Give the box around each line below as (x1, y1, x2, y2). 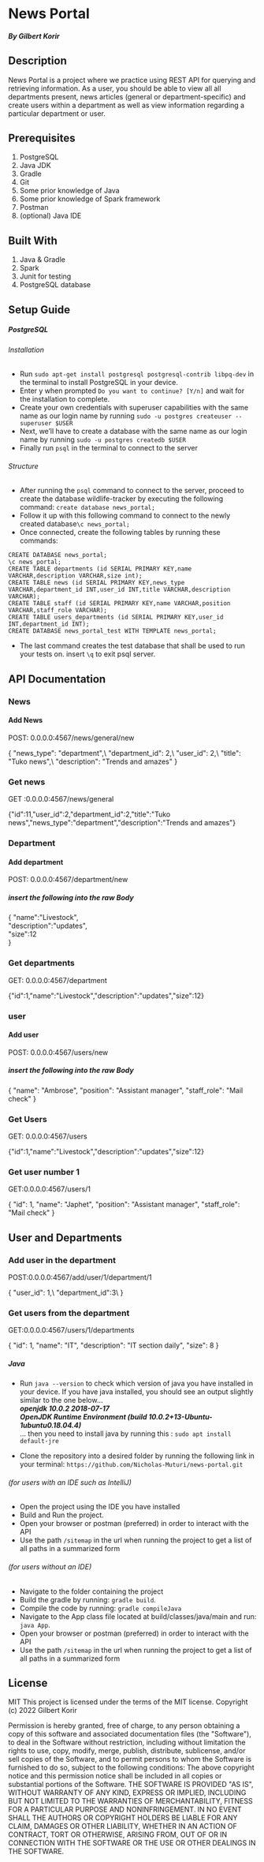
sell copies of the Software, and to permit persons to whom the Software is (8, 1755, 252, 1764)
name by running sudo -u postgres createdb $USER (19, 435, 187, 444)
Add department (8, 857, 64, 866)
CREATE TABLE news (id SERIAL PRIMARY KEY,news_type (8, 579, 185, 587)
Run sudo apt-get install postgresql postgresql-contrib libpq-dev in (19, 369, 255, 379)
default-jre (19, 1438, 59, 1445)
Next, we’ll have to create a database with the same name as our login (19, 427, 247, 436)
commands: (19, 536, 58, 545)
